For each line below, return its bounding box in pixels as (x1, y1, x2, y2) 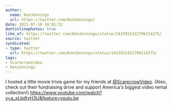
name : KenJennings (10, 12, 50, 17)
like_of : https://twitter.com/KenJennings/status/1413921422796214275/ (5, 31, 162, 36)
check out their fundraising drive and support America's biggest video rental (5, 84, 167, 90)
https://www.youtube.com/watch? (30, 90, 102, 96)
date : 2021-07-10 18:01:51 (5, 22, 63, 27)
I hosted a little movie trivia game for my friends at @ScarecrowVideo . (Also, (5, 79, 167, 85)
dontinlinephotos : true (5, 27, 56, 32)
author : (5, 7, 22, 13)
